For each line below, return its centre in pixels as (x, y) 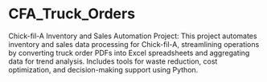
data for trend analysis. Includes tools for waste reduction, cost (113, 61)
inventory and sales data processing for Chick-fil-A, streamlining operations (134, 44)
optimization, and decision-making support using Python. (103, 69)
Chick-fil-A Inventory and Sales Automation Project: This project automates (133, 36)
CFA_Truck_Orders (72, 14)
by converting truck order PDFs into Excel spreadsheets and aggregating (129, 53)
